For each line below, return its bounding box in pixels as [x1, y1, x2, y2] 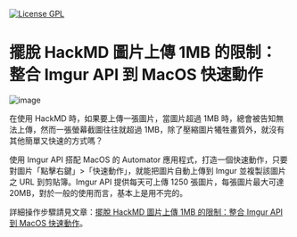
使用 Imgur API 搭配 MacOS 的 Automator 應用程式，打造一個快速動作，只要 [9, 154, 288, 165]
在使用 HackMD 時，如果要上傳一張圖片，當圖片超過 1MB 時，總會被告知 [9, 112, 276, 124]
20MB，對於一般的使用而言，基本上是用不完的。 [9, 187, 188, 198]
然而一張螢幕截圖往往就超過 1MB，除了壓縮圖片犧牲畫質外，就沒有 [39, 124, 285, 135]
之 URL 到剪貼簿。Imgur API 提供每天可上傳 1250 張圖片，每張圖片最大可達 [9, 176, 285, 187]
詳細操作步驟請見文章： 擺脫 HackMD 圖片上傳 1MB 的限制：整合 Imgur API [9, 206, 284, 217]
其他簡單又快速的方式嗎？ [9, 135, 103, 146]
